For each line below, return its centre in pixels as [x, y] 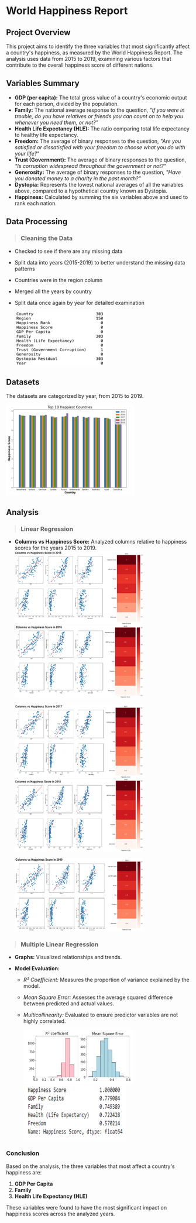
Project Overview [38, 32]
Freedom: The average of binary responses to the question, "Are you [98, 141]
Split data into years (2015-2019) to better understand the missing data [100, 262]
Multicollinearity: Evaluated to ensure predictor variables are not [101, 1015]
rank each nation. [35, 203]
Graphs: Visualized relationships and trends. [68, 957]
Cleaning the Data [47, 238]
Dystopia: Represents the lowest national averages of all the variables [99, 184]
